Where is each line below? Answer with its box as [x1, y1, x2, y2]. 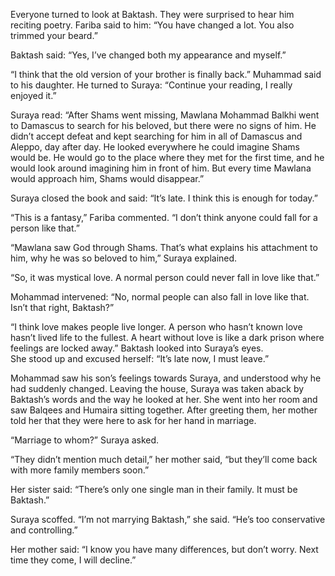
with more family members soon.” [10, 464, 150, 476]
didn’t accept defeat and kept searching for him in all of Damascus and [10, 130, 303, 142]
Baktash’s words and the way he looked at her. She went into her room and [10, 394, 318, 405]
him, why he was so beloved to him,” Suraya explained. [10, 252, 238, 264]
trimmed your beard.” [10, 30, 98, 41]
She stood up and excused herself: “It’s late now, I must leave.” [10, 353, 270, 364]
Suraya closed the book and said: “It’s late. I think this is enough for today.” [10, 192, 318, 204]
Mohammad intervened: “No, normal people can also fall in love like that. [10, 291, 310, 303]
